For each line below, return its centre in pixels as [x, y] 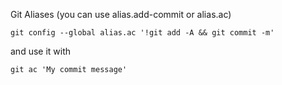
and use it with [41, 51]
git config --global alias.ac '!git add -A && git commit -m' [142, 33]
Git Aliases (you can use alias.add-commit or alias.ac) [121, 14]
